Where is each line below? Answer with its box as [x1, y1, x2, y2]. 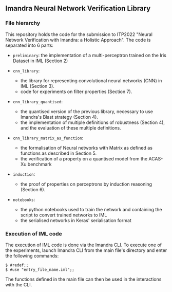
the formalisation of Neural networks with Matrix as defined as [20, 144, 153, 151]
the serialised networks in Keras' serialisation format [20, 217, 132, 223]
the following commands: [5, 252, 59, 259]
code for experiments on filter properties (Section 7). [20, 88, 132, 95]
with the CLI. [5, 281, 32, 287]
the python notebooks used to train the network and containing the [20, 206, 163, 212]
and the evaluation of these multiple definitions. [20, 124, 122, 131]
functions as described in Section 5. [20, 150, 97, 156]
